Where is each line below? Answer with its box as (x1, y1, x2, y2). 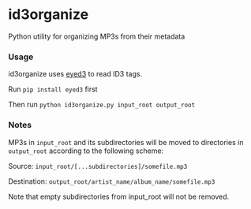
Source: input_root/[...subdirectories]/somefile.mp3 (8, 161, 188, 170)
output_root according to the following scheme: (8, 146, 164, 155)
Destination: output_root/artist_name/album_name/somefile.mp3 (8, 176, 215, 186)
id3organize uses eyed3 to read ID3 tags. (8, 69, 143, 79)
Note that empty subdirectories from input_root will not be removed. (8, 192, 230, 201)
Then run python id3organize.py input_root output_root (8, 100, 196, 110)
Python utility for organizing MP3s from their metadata (8, 32, 185, 41)
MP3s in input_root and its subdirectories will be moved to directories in (8, 137, 244, 147)
